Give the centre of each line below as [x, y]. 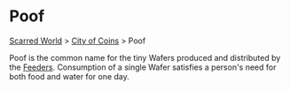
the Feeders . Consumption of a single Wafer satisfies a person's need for [143, 67]
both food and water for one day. [70, 76]
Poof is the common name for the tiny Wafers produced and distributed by [145, 57]
